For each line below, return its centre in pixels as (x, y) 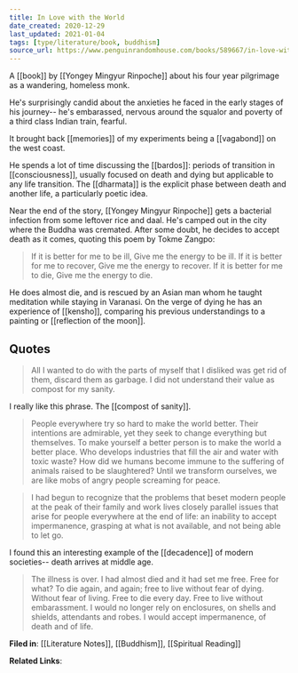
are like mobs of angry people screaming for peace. (125, 480)
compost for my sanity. (73, 389)
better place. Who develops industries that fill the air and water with (155, 452)
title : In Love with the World (67, 17)
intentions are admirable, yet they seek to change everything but (149, 433)
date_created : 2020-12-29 (57, 26)
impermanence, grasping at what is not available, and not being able (156, 525)
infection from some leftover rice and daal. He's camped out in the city (138, 220)
